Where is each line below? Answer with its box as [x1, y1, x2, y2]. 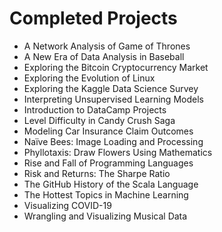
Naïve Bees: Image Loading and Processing [23, 135, 204, 147]
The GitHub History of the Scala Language [23, 178, 199, 190]
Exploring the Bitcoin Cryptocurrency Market [23, 61, 209, 73]
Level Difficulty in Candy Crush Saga [23, 114, 176, 126]
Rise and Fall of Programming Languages [23, 157, 194, 169]
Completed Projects [9, 7, 178, 30]
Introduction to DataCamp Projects [23, 103, 167, 116]
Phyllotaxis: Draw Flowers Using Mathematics [23, 146, 213, 158]
